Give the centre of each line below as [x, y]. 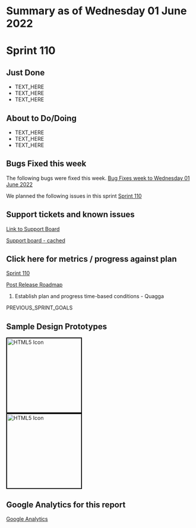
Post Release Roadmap [34, 285]
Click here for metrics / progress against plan [91, 259]
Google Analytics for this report [66, 505]
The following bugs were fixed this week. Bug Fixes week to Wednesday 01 [98, 178]
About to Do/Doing [42, 118]
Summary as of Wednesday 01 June [97, 11]
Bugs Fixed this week [46, 164]
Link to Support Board [33, 229]
